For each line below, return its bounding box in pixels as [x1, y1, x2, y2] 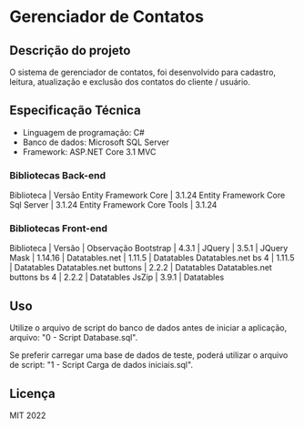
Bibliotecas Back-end [9, 168, 106, 181]
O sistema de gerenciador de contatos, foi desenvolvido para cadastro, [9, 66, 276, 77]
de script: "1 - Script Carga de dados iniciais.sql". [9, 360, 194, 371]
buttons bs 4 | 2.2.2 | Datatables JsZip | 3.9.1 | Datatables [9, 271, 225, 283]
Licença [9, 385, 56, 402]
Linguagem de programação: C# [22, 127, 146, 138]
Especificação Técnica [9, 103, 141, 118]
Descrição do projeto [9, 43, 131, 58]
